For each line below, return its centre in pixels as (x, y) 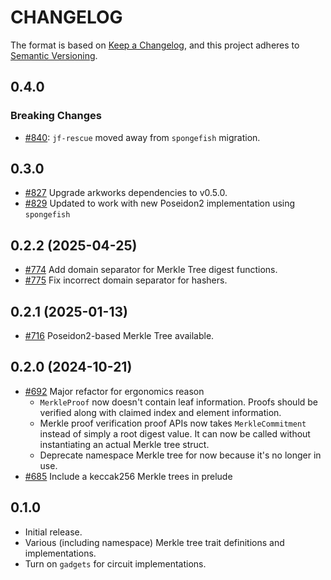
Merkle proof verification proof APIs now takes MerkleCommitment (173, 423)
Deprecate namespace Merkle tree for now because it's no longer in (180, 455)
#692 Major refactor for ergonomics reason (114, 391)
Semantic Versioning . (54, 55)
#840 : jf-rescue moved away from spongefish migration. (142, 137)
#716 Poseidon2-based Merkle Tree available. (119, 336)
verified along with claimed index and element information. (160, 412)
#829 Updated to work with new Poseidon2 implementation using (160, 203)
